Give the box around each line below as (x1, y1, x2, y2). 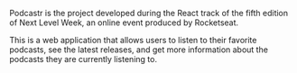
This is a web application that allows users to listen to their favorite (9, 35, 257, 45)
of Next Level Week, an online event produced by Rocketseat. (9, 17, 239, 28)
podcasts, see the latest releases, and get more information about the (9, 44, 269, 55)
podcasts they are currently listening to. (9, 54, 158, 64)
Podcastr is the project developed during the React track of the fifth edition (9, 8, 289, 18)
